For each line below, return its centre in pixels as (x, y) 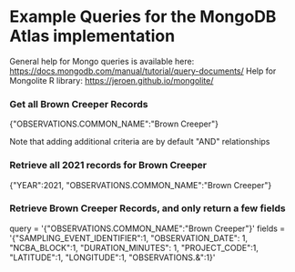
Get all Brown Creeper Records (79, 104)
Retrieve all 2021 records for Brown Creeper (108, 166)
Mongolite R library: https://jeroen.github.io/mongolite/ (112, 80)
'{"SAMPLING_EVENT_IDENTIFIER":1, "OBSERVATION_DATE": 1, (129, 237)
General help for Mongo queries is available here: (102, 61)
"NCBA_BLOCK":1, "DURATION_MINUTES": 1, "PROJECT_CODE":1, (134, 247)
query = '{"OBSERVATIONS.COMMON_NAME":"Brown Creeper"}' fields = (147, 228)
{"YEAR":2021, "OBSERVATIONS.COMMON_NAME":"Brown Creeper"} (141, 185)
